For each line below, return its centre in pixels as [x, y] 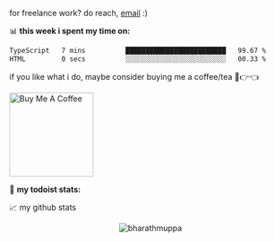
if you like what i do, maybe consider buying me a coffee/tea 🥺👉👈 [134, 76]
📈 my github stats [43, 207]
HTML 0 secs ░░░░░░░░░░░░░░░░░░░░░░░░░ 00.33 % [138, 59]
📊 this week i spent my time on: [70, 31]
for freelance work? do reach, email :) [78, 13]
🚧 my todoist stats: [45, 189]
